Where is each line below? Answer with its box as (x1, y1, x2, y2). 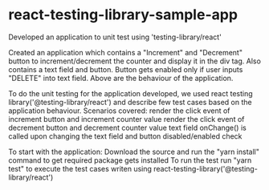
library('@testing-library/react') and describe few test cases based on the (8, 97, 252, 107)
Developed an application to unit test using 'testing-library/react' (8, 32, 222, 42)
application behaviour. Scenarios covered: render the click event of (8, 106, 230, 115)
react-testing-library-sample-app (8, 6, 238, 24)
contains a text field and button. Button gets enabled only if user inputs (8, 64, 243, 74)
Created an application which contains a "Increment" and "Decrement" (8, 47, 243, 57)
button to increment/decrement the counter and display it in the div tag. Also (8, 56, 261, 66)
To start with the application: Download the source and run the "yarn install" (8, 147, 259, 156)
